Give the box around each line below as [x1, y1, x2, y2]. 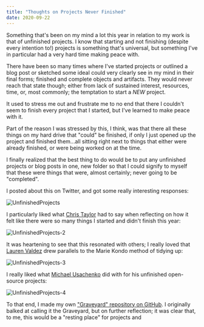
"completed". [6, 175, 39, 182]
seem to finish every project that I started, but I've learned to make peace [6, 106, 190, 114]
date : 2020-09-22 [6, 15, 50, 21]
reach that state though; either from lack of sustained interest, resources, [6, 81, 189, 89]
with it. [6, 113, 23, 120]
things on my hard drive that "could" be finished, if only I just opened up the [6, 131, 196, 139]
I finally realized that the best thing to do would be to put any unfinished [6, 156, 186, 163]
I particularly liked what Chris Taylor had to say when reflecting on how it [6, 210, 189, 218]
